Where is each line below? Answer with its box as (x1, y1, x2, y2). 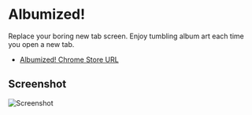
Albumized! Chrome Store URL (19, 55, 120, 64)
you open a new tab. (8, 39, 75, 49)
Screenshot (8, 77, 67, 91)
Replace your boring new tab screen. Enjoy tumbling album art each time (8, 31, 244, 41)
